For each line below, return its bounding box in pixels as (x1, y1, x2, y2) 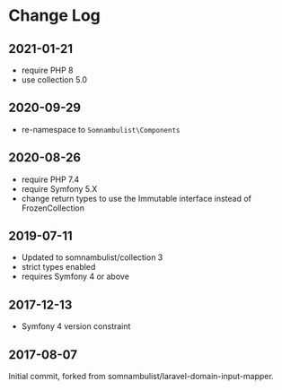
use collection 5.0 (21, 74, 87, 85)
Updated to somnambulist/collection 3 (21, 252, 163, 263)
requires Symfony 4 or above (21, 271, 129, 282)
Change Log (8, 5, 101, 26)
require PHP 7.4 (21, 174, 80, 185)
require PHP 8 (21, 65, 74, 75)
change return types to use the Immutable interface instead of (21, 193, 252, 204)
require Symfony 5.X (21, 183, 98, 194)
